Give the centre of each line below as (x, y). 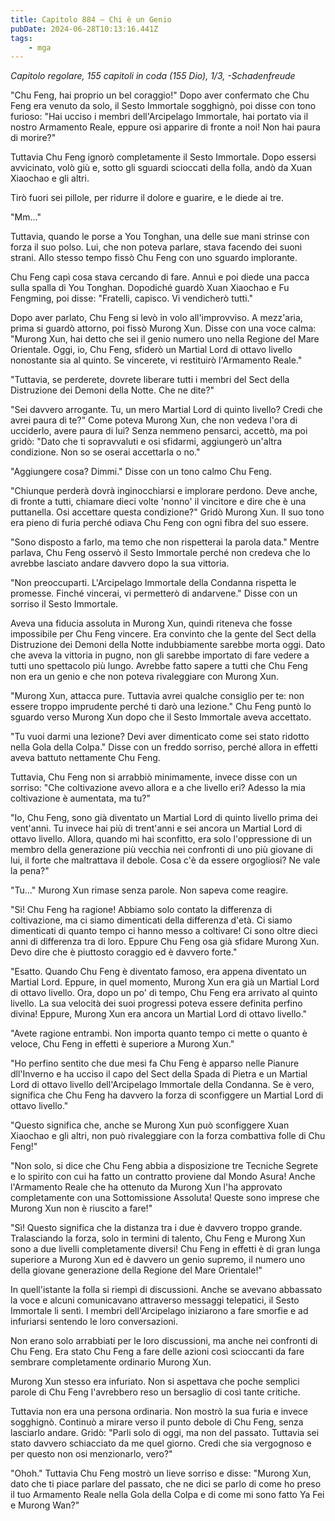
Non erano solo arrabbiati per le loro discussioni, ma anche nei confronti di (164, 1341)
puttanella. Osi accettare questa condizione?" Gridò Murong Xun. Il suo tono (167, 512)
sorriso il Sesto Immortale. (64, 604)
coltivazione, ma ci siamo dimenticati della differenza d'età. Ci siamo (151, 920)
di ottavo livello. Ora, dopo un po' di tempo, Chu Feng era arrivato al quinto (164, 993)
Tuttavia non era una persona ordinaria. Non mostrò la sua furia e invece (159, 1412)
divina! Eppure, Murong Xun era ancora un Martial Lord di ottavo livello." (159, 1014)
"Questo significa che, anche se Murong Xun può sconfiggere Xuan (150, 1125)
